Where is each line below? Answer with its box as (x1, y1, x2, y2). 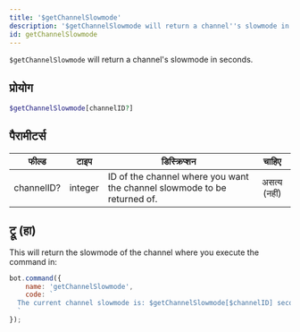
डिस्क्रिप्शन (161, 155, 196, 167)
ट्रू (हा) (9, 223, 37, 238)
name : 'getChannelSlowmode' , (25, 282, 134, 291)
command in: (9, 256, 58, 267)
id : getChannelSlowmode (9, 30, 98, 38)
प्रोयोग (9, 80, 34, 95)
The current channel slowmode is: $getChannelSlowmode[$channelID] (17, 299, 274, 308)
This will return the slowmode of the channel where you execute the (9, 247, 260, 258)
